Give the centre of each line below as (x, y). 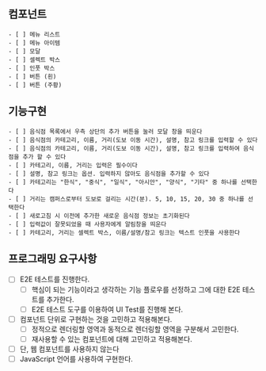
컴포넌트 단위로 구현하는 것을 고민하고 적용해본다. (96, 319)
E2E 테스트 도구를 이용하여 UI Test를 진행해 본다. (107, 309)
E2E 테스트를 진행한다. (55, 279)
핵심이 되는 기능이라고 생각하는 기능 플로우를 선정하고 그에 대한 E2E (136, 289)
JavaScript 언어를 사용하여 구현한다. (76, 358)
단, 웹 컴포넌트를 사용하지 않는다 (69, 349)
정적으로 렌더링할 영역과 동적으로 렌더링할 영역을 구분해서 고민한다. (135, 329)
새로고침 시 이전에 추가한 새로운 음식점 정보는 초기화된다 (109, 216)
